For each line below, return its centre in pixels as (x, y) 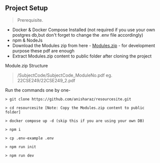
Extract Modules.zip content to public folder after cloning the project (82, 56)
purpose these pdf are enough (43, 51)
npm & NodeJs (27, 40)
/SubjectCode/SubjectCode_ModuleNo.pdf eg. (65, 75)
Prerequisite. (30, 20)
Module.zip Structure (27, 65)
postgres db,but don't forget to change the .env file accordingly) (78, 35)
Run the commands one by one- (38, 90)
